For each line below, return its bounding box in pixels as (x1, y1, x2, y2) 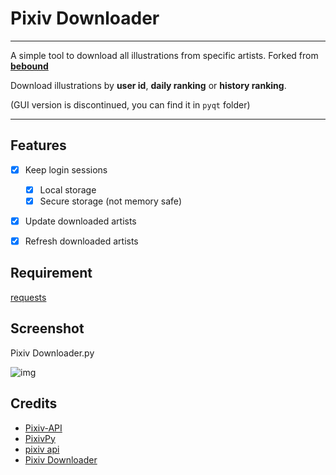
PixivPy (24, 432, 56, 444)
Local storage (39, 183, 97, 196)
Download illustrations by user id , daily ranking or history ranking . (10, 79, 287, 91)
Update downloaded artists (24, 215, 137, 227)
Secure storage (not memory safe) (39, 195, 182, 207)
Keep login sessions (24, 163, 108, 176)
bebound (10, 60, 49, 72)
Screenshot (10, 320, 85, 337)
